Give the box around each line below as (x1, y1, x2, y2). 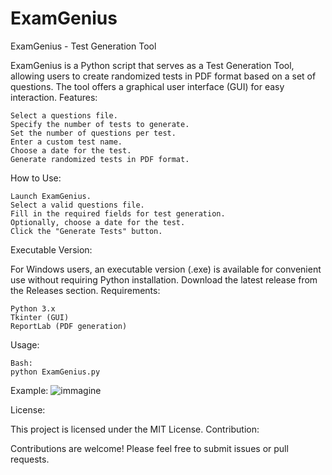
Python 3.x (10, 303, 56, 314)
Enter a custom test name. (10, 137, 123, 147)
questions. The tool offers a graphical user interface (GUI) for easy (10, 80, 285, 92)
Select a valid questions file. (10, 200, 145, 210)
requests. (10, 453, 50, 465)
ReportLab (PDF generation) (10, 321, 128, 331)
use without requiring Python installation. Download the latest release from (10, 273, 318, 286)
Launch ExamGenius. (10, 191, 92, 201)
